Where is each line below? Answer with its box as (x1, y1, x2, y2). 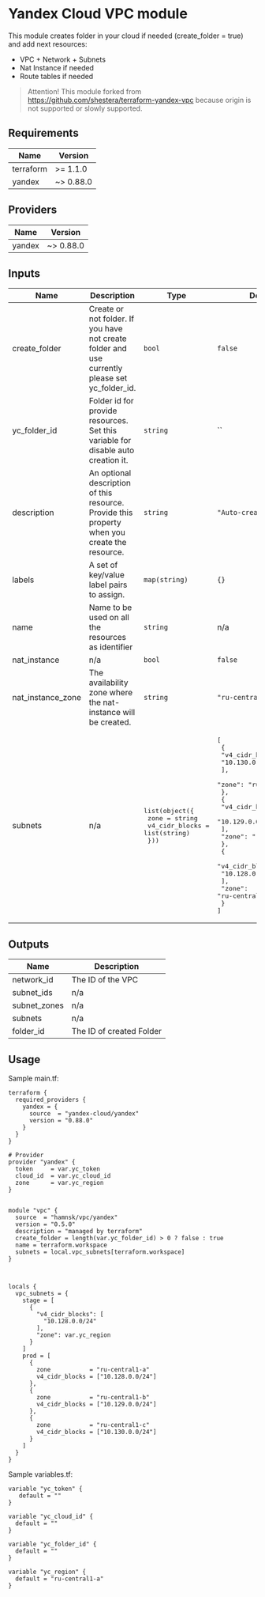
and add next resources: (8, 39, 88, 48)
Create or (88, 304, 125, 315)
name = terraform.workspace (15, 1241, 108, 1249)
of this (88, 487, 113, 498)
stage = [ (22, 1296, 55, 1304)
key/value (88, 570, 125, 581)
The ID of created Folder (71, 1026, 162, 1037)
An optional (88, 467, 132, 479)
